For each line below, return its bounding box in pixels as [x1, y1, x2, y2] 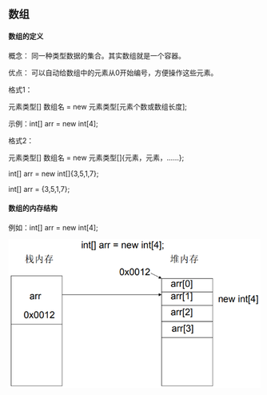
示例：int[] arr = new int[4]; [8, 118, 98, 128]
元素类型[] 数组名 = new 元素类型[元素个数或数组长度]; [8, 102, 188, 111]
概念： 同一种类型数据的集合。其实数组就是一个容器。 [8, 50, 185, 60]
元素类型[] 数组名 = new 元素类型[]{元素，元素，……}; [8, 153, 185, 162]
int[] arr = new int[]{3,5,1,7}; [8, 169, 99, 178]
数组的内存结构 [8, 203, 58, 213]
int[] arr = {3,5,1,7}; [8, 184, 70, 194]
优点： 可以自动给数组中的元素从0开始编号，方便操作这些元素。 [8, 67, 218, 78]
